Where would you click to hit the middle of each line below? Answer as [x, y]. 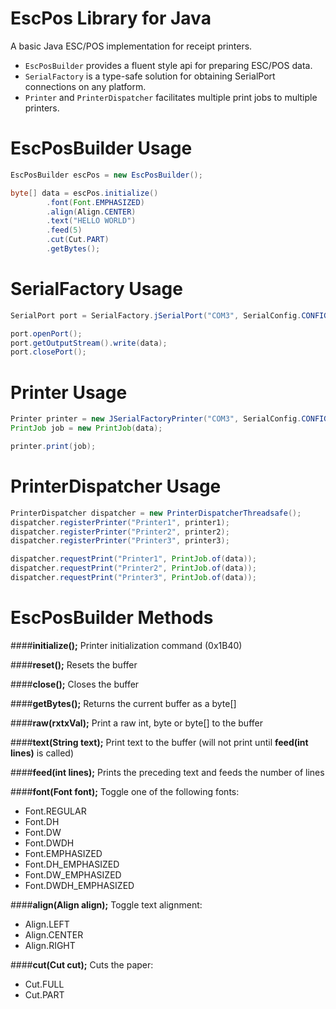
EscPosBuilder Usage [101, 148]
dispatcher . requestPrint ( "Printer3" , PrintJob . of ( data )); [133, 578]
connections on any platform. [85, 86]
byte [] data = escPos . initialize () [84, 193]
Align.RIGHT [50, 945]
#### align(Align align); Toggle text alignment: [106, 904]
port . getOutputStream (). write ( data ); [89, 343]
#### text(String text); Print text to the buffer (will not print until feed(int [159, 742]
